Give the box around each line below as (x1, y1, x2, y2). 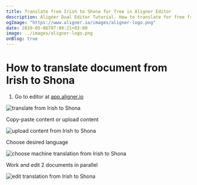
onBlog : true (6, 36, 38, 42)
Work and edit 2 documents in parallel (6, 161, 98, 168)
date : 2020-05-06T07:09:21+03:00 (6, 25, 88, 31)
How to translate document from (6, 61, 168, 75)
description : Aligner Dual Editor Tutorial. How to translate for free (6, 14, 185, 20)
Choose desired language (6, 139, 69, 146)
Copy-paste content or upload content (6, 116, 99, 123)
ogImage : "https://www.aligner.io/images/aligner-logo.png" (6, 19, 157, 25)
